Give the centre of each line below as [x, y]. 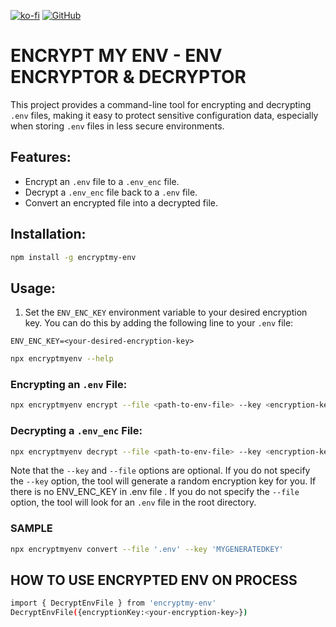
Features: [41, 157]
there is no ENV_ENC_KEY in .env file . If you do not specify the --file [155, 492]
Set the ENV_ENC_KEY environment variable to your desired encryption [166, 312]
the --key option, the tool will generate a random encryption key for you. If [163, 481]
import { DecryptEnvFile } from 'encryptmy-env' [113, 603]
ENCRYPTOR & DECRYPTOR [128, 77]
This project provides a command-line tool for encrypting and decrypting [161, 104]
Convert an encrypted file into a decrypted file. [121, 202]
